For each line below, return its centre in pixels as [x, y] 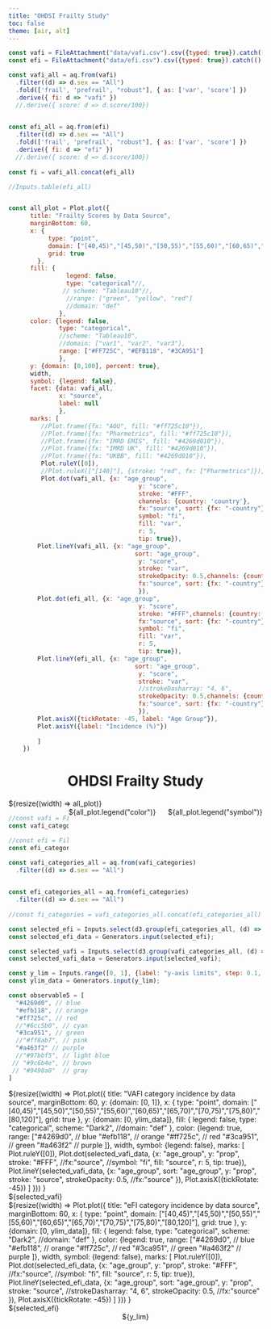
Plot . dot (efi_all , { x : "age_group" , [99, 598]
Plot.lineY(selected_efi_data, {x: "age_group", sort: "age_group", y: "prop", [131, 1282]
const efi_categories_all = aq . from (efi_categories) [99, 892]
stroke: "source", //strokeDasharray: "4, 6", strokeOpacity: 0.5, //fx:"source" [134, 1291]
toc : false [27, 23]
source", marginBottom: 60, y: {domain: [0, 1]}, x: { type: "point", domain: [129, 1102]
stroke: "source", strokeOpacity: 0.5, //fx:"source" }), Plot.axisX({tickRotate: [134, 1179]
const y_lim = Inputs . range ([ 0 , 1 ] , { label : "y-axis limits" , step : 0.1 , [135, 974]
